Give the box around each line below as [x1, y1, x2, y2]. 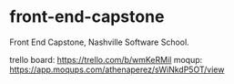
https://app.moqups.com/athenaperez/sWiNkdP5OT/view [9, 64, 225, 75]
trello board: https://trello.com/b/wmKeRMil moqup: [9, 54, 203, 65]
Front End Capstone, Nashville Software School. [9, 37, 189, 47]
